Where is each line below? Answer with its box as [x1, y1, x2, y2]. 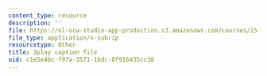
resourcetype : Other [8, 41, 77, 49]
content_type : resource [8, 11, 87, 20]
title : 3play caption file [8, 48, 98, 56]
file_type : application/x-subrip [8, 33, 119, 42]
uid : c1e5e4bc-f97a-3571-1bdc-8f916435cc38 [8, 56, 155, 64]
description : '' [8, 19, 62, 27]
